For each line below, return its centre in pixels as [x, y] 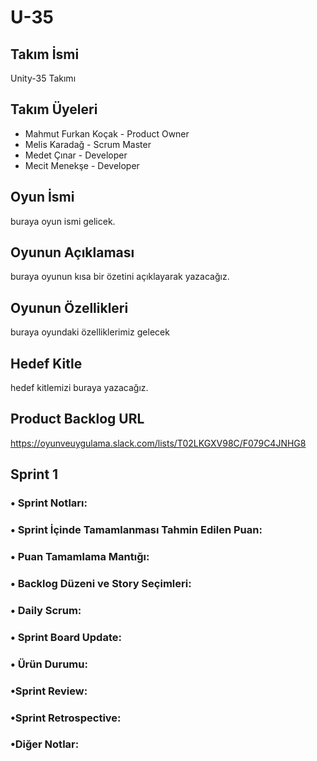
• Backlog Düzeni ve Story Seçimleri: [101, 583]
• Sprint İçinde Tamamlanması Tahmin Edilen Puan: [136, 530]
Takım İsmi [45, 54]
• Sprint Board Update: [66, 637]
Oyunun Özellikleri [69, 307]
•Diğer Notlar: [45, 744]
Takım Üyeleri [54, 109]
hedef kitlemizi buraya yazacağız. [79, 388]
